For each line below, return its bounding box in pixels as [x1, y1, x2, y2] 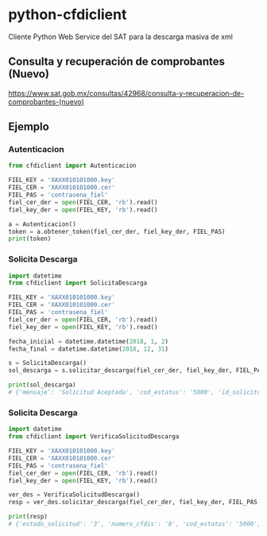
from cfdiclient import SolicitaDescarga [8, 279, 148, 287]
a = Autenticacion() [8, 220, 77, 228]
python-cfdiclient [8, 6, 127, 24]
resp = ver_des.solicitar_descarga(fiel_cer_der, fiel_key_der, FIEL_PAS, [8, 499, 261, 507]
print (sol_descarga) [8, 381, 77, 389]
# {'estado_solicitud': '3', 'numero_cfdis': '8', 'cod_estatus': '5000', [8, 520, 261, 528]
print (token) [8, 235, 52, 243]
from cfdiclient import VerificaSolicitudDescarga [8, 433, 180, 441]
